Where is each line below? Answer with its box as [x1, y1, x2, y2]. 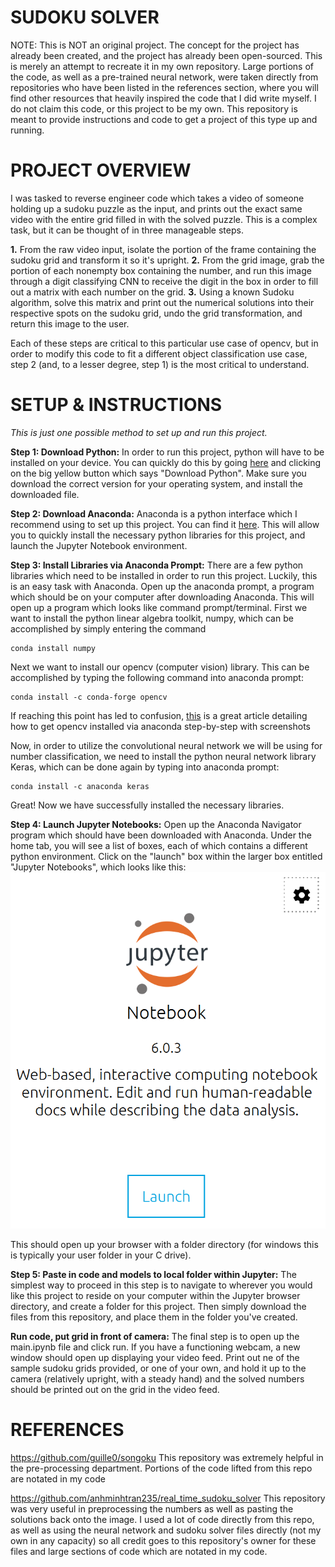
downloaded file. [10, 488, 80, 500]
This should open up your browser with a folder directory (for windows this [10, 1239, 319, 1251]
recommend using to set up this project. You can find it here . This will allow [10, 518, 320, 530]
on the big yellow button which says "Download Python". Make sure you [10, 467, 307, 479]
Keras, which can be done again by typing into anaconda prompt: [10, 761, 280, 773]
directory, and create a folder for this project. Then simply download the [10, 1301, 307, 1313]
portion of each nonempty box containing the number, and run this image [10, 264, 312, 276]
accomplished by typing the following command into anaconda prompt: [10, 671, 304, 683]
